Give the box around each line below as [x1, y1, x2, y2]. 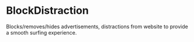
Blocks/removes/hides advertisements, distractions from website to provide [6, 23, 188, 30]
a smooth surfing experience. [6, 29, 77, 36]
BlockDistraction [6, 4, 89, 17]
